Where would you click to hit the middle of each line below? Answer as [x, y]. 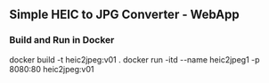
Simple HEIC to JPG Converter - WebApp [124, 15]
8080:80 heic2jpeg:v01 [52, 69]
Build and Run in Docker [62, 40]
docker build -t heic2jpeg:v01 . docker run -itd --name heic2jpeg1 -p [134, 59]
